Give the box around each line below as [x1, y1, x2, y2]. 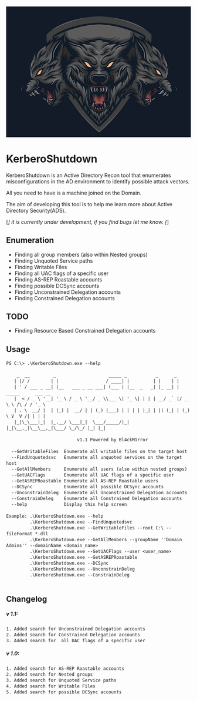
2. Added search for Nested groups [6, 671, 93, 677]
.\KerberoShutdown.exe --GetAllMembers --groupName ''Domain [29, 537, 182, 543]
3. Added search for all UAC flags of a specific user [6, 638, 145, 643]
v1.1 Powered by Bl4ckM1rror [77, 437, 148, 443]
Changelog [6, 594, 47, 604]
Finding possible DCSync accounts [14, 282, 100, 289]
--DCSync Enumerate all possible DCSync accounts [11, 484, 164, 490]
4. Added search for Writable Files [6, 683, 96, 689]
